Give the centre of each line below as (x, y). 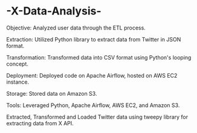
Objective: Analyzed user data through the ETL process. (76, 28)
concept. (18, 64)
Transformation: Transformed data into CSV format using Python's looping (99, 57)
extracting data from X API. (40, 123)
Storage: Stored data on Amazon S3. (52, 93)
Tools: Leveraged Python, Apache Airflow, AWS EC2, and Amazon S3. (93, 105)
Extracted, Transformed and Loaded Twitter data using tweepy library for (97, 117)
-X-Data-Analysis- (54, 11)
